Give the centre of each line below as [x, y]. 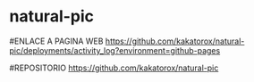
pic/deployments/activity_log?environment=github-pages [115, 50]
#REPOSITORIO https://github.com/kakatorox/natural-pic [114, 68]
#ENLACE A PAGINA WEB [56, 41]
